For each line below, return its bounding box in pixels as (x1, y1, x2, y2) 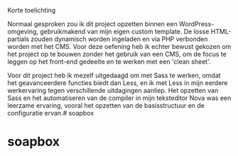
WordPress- (178, 20, 215, 28)
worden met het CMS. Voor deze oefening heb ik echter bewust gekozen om (7, 43, 232, 50)
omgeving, (7, 28, 39, 35)
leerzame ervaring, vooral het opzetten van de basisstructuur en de (7, 101, 205, 109)
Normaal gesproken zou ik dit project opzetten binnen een (7, 20, 178, 28)
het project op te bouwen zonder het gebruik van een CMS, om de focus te (7, 50, 227, 58)
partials (7, 35, 30, 43)
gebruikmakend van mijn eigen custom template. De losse (40, 28, 210, 35)
